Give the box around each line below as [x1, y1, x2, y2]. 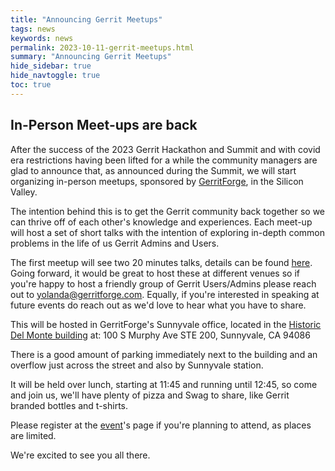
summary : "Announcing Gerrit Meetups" [10, 52, 172, 62]
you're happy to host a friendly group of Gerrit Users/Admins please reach [10, 277, 317, 290]
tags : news [10, 24, 56, 34]
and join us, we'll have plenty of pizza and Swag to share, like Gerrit [10, 389, 290, 401]
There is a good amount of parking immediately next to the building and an [10, 348, 318, 360]
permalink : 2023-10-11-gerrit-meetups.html [10, 42, 195, 53]
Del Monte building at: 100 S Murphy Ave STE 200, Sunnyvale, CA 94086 [10, 329, 311, 341]
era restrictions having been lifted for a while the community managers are [10, 154, 318, 166]
